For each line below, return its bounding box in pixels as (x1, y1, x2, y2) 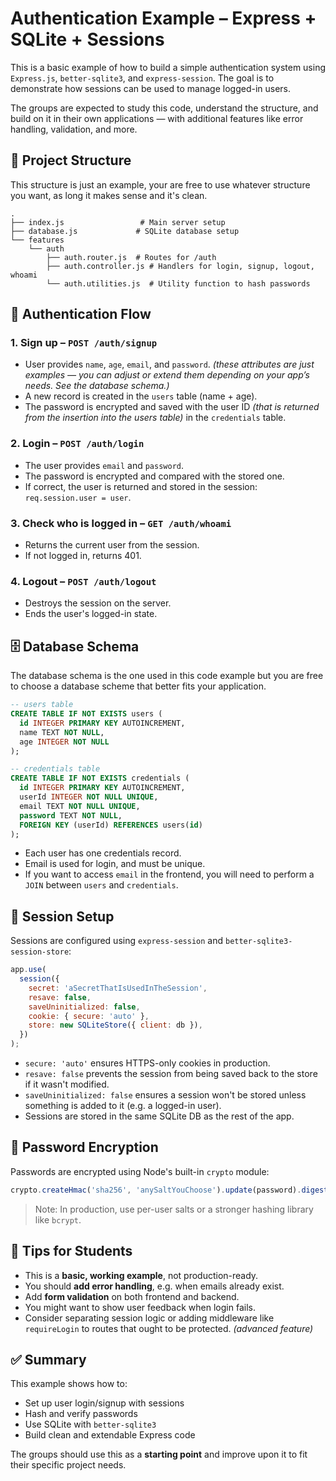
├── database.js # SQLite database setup (10, 226, 240, 236)
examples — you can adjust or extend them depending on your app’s (24, 369, 310, 381)
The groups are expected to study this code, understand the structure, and (10, 102, 319, 114)
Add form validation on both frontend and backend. (24, 1290, 240, 1302)
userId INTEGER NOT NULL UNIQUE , (19, 792, 159, 802)
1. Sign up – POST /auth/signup (10, 336, 158, 350)
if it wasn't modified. (24, 1078, 110, 1091)
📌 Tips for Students (10, 1243, 133, 1260)
